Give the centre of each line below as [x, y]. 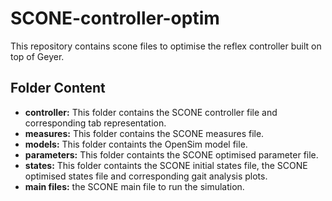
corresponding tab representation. [95, 123]
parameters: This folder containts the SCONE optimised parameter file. [171, 154]
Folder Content [58, 88]
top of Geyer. [37, 56]
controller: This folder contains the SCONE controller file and [151, 112]
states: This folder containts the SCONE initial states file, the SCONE [166, 165]
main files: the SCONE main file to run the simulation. [134, 186]
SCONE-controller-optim [115, 18]
